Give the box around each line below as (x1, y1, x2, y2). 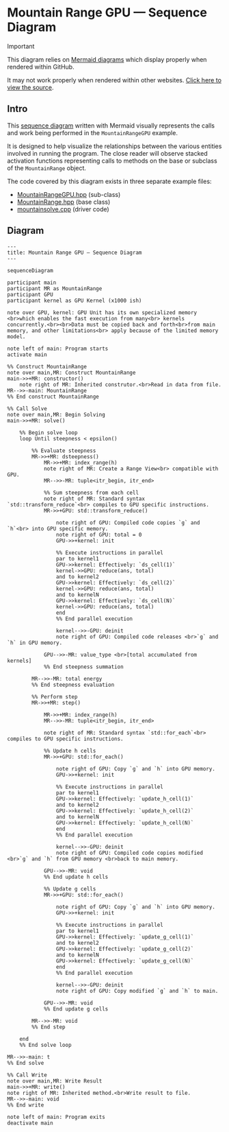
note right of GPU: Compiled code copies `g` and (55, 519, 200, 526)
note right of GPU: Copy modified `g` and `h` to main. (55, 987, 219, 994)
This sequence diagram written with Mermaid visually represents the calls (7, 121, 215, 130)
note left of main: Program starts (7, 345, 109, 352)
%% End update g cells (43, 1005, 109, 1013)
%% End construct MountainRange (7, 393, 99, 400)
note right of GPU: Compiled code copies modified (55, 849, 204, 856)
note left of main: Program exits (7, 1113, 106, 1120)
